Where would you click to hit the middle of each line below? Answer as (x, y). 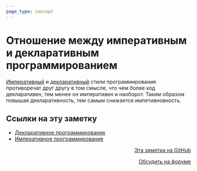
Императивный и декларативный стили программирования (81, 81)
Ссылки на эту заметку (52, 119)
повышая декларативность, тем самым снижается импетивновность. (94, 100)
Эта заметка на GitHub (162, 151)
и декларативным (53, 53)
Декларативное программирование (60, 133)
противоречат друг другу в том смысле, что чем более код (81, 88)
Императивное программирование (59, 139)
